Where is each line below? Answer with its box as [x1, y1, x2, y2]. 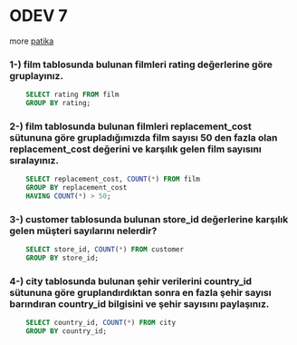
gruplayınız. [9, 69, 63, 82]
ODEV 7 [9, 5, 68, 26]
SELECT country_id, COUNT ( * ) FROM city [25, 319, 177, 328]
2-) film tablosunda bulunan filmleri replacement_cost [9, 120, 252, 133]
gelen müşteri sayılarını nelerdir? [9, 224, 158, 237]
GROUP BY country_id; [25, 327, 107, 336]
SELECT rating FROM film [25, 90, 120, 100]
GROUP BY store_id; [25, 253, 100, 263]
